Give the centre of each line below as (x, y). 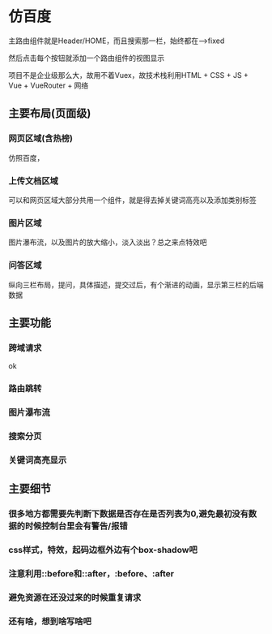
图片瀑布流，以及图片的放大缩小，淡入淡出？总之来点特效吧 (108, 242)
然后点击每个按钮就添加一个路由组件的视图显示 (86, 58)
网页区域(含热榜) (40, 139)
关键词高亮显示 (38, 459)
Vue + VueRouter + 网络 (49, 85)
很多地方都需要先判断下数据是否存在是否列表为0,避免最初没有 (129, 514)
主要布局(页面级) (50, 113)
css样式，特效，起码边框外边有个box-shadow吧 (103, 550)
